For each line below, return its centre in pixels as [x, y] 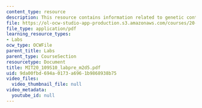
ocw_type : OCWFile [29, 46]
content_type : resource [36, 12]
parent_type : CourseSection [41, 56]
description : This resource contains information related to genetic [95, 17]
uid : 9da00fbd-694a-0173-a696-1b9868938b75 [62, 73]
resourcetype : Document [36, 62]
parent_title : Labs [31, 51]
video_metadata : [26, 90]
